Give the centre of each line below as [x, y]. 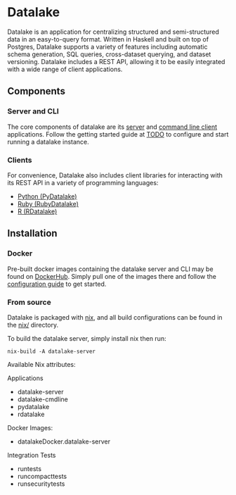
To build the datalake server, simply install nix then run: [87, 338]
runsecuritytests [41, 484]
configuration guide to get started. [57, 284]
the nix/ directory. [33, 325]
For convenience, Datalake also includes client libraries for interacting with [115, 175]
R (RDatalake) [37, 211]
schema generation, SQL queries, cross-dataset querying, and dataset [109, 54]
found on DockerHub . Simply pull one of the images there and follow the [112, 276]
